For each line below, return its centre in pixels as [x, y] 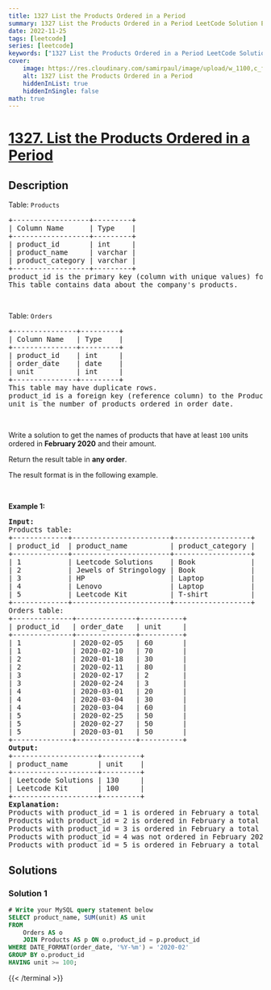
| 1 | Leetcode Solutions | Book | [132, 562]
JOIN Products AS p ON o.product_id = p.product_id [111, 940]
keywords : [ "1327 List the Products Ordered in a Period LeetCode [122, 53]
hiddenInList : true [56, 83]
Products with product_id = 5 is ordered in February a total [134, 845]
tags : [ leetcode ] [38, 38]
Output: [23, 748]
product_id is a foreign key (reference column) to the [121, 396]
